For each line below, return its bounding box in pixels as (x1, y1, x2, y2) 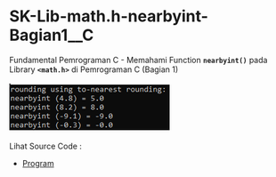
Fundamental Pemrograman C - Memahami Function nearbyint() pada (9, 54, 268, 65)
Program (21, 157, 55, 168)
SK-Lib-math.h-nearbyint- (9, 6, 209, 27)
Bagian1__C (9, 25, 94, 45)
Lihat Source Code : (9, 141, 83, 151)
